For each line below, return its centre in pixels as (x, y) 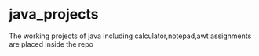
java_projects (54, 14)
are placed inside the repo (51, 44)
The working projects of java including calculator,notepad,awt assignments (130, 36)
